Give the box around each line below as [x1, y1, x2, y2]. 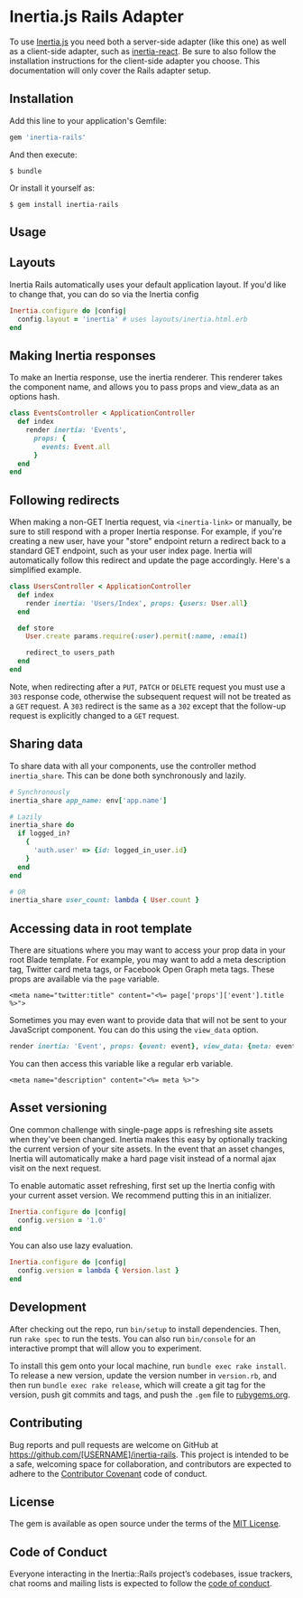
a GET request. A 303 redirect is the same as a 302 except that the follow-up [9, 700, 287, 711]
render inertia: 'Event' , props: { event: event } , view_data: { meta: [9, 1042, 272, 1051]
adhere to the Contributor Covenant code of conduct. [9, 1468, 207, 1479]
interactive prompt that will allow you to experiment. [9, 1342, 202, 1353]
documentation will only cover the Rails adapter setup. [9, 65, 212, 76]
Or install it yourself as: [9, 183, 95, 193]
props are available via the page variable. [9, 973, 161, 984]
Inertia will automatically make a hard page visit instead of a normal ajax [9, 1152, 277, 1163]
